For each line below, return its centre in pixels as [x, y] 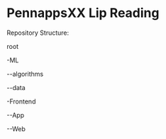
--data [16, 87]
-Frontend [21, 101]
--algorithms [25, 74]
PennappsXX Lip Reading [83, 13]
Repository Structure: [38, 33]
